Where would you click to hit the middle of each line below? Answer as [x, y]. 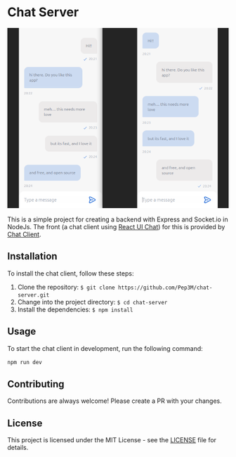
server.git [33, 295]
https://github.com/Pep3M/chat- [165, 288]
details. [18, 448]
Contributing [36, 384]
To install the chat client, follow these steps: [71, 273]
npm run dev [25, 362]
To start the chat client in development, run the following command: [105, 348]
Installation [32, 256]
